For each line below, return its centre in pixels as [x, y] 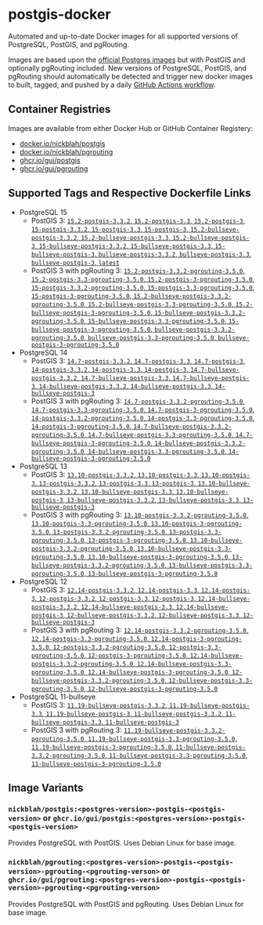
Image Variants [46, 787]
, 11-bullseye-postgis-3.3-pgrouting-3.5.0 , [176, 755]
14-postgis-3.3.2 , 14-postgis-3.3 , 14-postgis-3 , [110, 369]
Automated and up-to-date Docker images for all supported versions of [123, 36]
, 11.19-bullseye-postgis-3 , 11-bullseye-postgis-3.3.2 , [133, 713]
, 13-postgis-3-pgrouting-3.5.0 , [136, 540]
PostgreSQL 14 [43, 352]
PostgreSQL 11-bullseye [58, 697]
